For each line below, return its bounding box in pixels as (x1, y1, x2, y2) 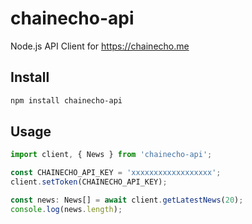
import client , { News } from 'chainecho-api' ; (10, 150, 213, 160)
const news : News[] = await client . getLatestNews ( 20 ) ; (10, 195, 244, 206)
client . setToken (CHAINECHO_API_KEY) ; (10, 177, 168, 187)
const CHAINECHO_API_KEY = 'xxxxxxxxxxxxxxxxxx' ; (10, 168, 222, 178)
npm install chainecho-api (10, 95, 123, 106)
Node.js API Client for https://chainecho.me (10, 40, 190, 52)
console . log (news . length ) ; (10, 204, 123, 214)
